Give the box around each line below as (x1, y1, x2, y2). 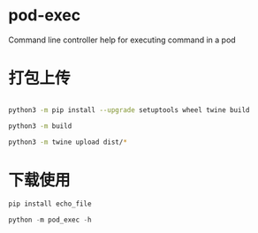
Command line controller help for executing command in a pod (8, 34, 236, 45)
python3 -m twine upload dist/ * (8, 138, 127, 147)
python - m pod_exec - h (8, 215, 92, 225)
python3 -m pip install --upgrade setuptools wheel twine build (8, 105, 250, 115)
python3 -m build (8, 121, 72, 131)
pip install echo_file (8, 199, 92, 208)
